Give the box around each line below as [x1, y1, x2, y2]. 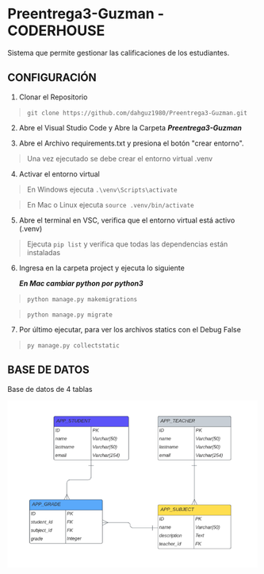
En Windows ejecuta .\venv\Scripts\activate [26, 184, 178, 194]
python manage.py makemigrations [26, 295, 138, 303]
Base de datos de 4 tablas [7, 384, 93, 394]
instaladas [26, 247, 61, 257]
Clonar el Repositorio [18, 92, 88, 102]
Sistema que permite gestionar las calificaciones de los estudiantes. [7, 48, 230, 57]
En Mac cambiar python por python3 [18, 278, 143, 288]
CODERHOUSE [7, 21, 105, 40]
